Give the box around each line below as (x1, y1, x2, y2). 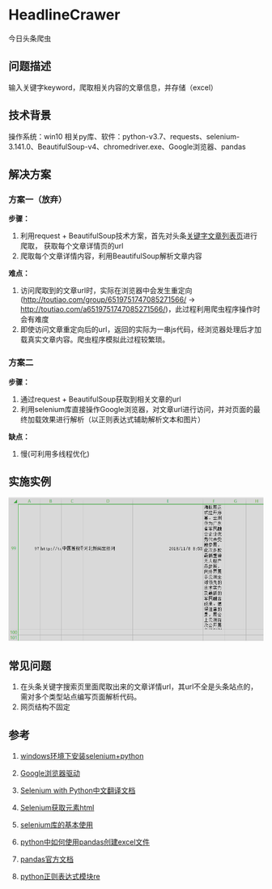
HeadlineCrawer (8, 6, 121, 24)
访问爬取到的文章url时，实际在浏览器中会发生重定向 (19, 286, 193, 296)
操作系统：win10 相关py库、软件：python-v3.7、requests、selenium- (8, 131, 240, 141)
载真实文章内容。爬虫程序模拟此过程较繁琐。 (19, 334, 170, 345)
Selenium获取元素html (19, 803, 95, 813)
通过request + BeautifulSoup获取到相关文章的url (19, 394, 181, 404)
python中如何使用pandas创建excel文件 (19, 837, 151, 847)
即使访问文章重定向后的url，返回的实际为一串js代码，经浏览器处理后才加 (19, 325, 261, 334)
